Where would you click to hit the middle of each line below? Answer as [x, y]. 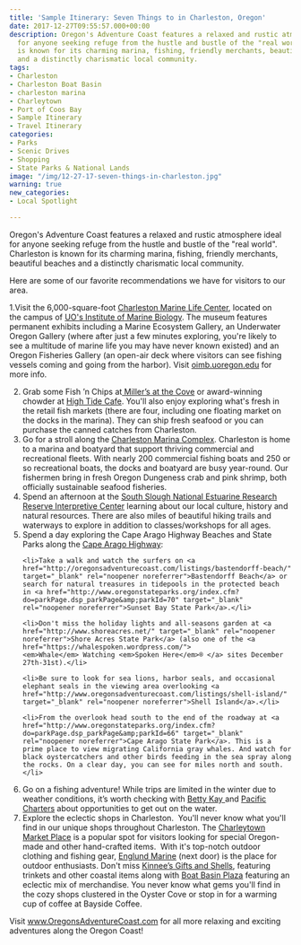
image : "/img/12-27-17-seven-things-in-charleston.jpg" [116, 176]
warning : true [36, 185]
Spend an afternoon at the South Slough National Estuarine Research [150, 496]
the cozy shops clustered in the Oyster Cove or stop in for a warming [150, 894]
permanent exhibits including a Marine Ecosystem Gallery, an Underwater [145, 326]
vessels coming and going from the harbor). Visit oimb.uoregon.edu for [141, 364]
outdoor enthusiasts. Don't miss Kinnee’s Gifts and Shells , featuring [146, 865]
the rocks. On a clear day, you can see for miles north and [139, 765]
